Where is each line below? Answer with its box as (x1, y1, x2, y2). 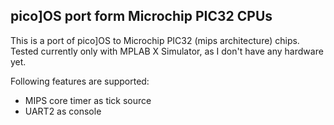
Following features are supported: (10, 75, 150, 87)
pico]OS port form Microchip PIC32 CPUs (10, 8, 273, 25)
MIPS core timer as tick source (24, 94, 152, 106)
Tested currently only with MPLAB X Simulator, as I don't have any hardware (10, 45, 324, 57)
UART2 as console (24, 105, 102, 117)
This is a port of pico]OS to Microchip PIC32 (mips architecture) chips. (10, 34, 300, 46)
